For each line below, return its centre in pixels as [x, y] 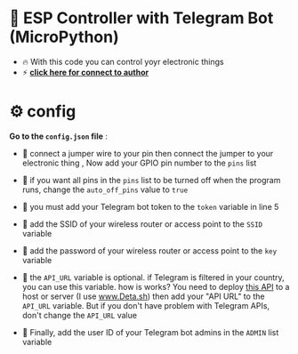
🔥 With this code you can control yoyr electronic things [123, 61]
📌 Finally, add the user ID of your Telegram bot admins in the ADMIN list [150, 332]
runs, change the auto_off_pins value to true [105, 189]
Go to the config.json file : [59, 136]
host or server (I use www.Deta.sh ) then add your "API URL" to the [143, 296]
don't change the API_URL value [80, 315]
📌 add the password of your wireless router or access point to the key [149, 250]
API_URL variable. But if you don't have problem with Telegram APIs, [145, 305]
